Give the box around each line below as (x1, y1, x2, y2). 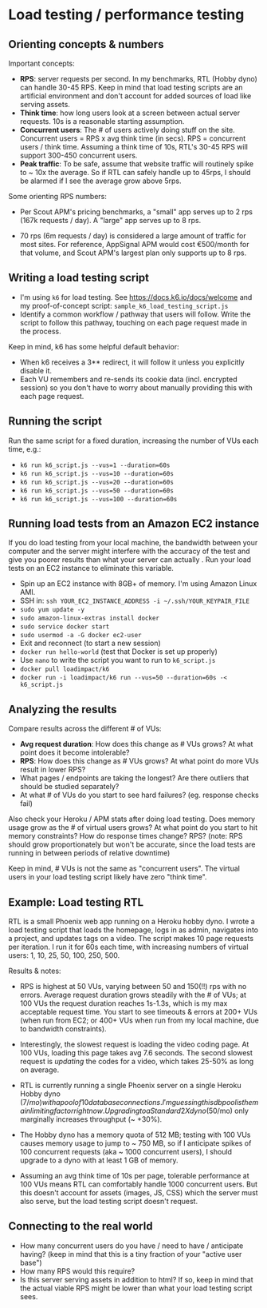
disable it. (19, 365, 53, 375)
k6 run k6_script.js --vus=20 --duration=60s (19, 478, 174, 486)
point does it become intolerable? (19, 748, 130, 757)
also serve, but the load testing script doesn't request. (19, 1197, 198, 1206)
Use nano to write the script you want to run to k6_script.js (19, 656, 216, 665)
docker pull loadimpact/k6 (19, 665, 110, 673)
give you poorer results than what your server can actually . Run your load (8, 555, 252, 564)
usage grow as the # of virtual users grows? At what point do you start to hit (8, 823, 257, 832)
